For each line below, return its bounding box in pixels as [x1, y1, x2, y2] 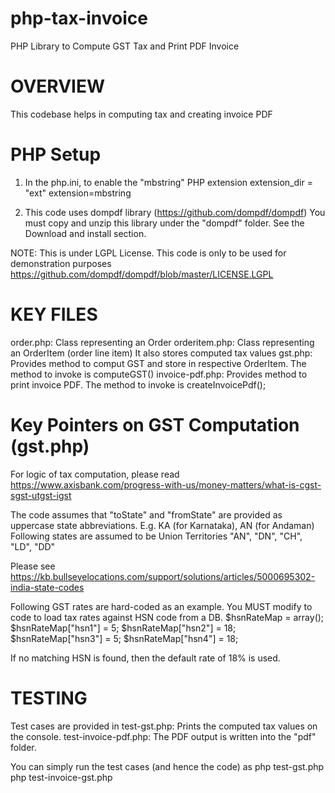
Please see [10, 560, 56, 572]
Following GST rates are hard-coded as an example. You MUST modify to [10, 600, 313, 612]
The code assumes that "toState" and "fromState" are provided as [10, 508, 283, 521]
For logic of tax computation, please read [10, 468, 180, 480]
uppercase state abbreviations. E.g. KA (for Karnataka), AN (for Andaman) [10, 519, 315, 531]
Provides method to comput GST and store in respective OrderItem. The [10, 357, 307, 369]
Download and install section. [24, 227, 147, 239]
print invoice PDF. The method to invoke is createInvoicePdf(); [10, 378, 267, 391]
